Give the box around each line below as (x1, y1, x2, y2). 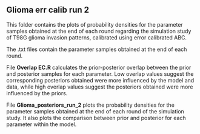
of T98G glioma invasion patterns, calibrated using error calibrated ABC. (6, 33, 187, 41)
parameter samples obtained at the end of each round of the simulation (6, 107, 185, 115)
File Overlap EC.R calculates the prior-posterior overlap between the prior (6, 64, 192, 71)
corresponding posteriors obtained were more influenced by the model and (6, 76, 195, 84)
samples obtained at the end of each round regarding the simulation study (6, 27, 192, 35)
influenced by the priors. (6, 89, 68, 96)
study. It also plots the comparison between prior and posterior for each (6, 114, 186, 121)
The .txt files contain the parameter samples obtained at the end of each (6, 45, 187, 53)
